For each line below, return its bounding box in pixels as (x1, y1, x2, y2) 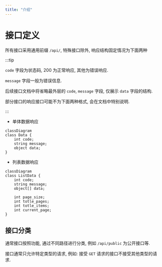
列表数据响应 (12, 159, 38, 165)
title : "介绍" (5, 7, 33, 12)
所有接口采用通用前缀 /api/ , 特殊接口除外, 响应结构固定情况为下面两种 (5, 47, 148, 53)
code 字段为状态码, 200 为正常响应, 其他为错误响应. (5, 67, 108, 73)
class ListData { (5, 173, 41, 178)
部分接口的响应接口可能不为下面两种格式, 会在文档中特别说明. (5, 98, 130, 104)
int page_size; (14, 195, 45, 200)
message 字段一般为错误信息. (5, 77, 63, 84)
